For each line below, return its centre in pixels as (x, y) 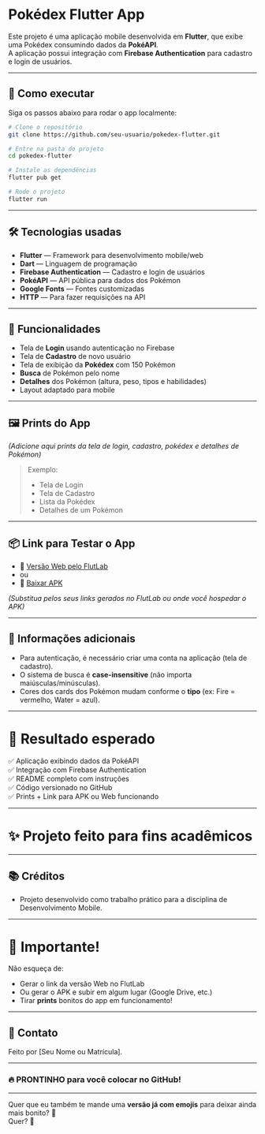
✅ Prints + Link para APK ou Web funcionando (84, 796)
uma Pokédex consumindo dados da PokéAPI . (84, 44)
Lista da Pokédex (67, 502)
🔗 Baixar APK (41, 583)
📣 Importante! (54, 947)
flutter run (28, 199)
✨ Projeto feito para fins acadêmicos (131, 836)
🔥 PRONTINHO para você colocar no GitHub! (95, 1080)
